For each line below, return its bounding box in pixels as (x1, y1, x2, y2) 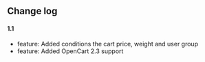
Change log (7, 5, 58, 17)
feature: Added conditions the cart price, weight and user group (17, 40, 198, 48)
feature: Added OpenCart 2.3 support (17, 47, 124, 55)
